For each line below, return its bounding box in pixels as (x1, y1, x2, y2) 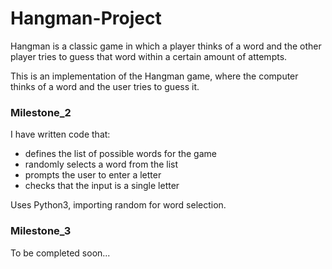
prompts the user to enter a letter (24, 169, 162, 181)
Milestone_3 (10, 224, 72, 238)
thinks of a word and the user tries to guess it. (10, 80, 200, 92)
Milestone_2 (10, 105, 72, 119)
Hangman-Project (10, 7, 162, 30)
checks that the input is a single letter (24, 180, 180, 192)
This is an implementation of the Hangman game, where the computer (10, 70, 299, 82)
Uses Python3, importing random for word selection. (10, 199, 227, 211)
